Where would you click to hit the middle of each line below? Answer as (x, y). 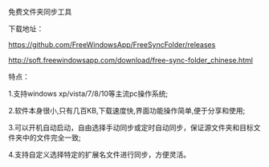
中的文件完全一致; (52, 137)
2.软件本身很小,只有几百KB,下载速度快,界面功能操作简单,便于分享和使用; (127, 111)
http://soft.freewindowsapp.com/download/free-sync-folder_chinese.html (130, 60)
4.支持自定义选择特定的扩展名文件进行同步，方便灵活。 (100, 155)
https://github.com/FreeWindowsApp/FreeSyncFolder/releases (112, 45)
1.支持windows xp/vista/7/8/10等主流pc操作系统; (88, 93)
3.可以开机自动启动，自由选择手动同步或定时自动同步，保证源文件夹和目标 (131, 127)
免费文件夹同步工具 (40, 12)
